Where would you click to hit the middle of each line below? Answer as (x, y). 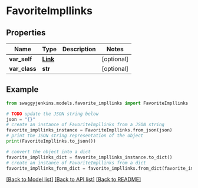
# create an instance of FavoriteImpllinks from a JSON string (85, 125)
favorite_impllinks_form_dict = (46, 168)
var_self (21, 59)
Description (79, 49)
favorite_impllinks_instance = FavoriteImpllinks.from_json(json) (89, 130)
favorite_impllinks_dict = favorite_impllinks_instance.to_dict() (89, 157)
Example (22, 90)
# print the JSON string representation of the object (75, 136)
